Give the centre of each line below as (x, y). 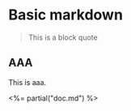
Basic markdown (66, 15)
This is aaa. (27, 82)
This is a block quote (63, 37)
